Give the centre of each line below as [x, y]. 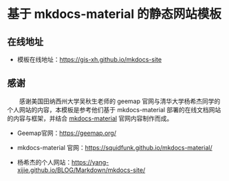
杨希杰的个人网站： [44, 162]
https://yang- [90, 162]
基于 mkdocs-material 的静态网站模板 [114, 14]
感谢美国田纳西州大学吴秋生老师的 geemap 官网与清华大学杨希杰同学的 [120, 101]
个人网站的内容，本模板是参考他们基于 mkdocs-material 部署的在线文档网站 [114, 109]
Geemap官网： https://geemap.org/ [67, 133]
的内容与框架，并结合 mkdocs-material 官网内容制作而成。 [90, 118]
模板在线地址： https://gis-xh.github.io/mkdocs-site [89, 60]
